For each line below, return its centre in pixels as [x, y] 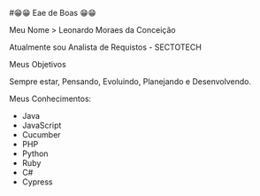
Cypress [37, 182]
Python [35, 153]
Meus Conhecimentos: [50, 98]
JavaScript [42, 125]
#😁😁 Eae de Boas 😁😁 [53, 13]
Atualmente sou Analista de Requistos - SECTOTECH [105, 47]
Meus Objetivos [38, 64]
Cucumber [41, 135]
